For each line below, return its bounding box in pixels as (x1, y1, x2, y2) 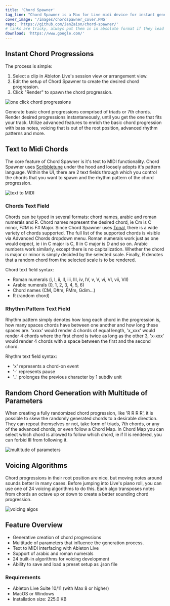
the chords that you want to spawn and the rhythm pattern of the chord (5, 174, 154, 180)
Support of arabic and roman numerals (12, 550, 94, 556)
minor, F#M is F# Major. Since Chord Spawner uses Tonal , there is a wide (5, 224, 158, 230)
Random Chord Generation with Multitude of (5, 388, 148, 397)
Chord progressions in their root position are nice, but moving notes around (5, 474, 162, 481)
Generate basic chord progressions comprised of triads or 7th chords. (5, 108, 151, 114)
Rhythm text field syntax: (5, 353, 57, 359)
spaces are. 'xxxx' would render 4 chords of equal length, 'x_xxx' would (5, 328, 155, 334)
